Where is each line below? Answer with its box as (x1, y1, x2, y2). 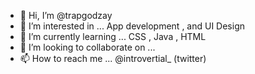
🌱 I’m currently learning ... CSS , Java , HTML (19, 31, 207, 42)
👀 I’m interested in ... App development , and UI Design (19, 20, 246, 32)
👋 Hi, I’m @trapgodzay (19, 10, 113, 21)
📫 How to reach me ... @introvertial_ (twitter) (19, 53, 207, 64)
